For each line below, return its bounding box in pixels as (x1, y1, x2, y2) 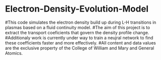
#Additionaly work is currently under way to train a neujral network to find (5, 35, 154, 41)
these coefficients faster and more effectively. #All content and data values (5, 40, 156, 45)
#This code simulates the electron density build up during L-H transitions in (5, 19, 157, 25)
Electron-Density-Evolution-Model (5, 3, 149, 15)
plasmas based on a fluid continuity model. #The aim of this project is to (5, 24, 150, 30)
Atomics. (5, 50, 23, 56)
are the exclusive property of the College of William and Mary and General (5, 45, 155, 51)
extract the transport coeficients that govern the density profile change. (5, 30, 150, 35)
